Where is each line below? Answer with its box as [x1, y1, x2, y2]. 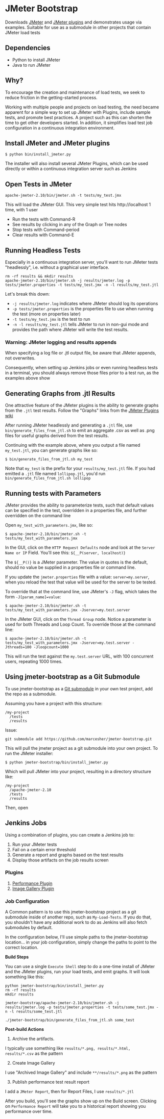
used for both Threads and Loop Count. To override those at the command [5, 621, 156, 627]
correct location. [5, 944, 39, 950]
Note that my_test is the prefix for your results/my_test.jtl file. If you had [5, 465, 156, 471]
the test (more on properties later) [12, 311, 81, 317]
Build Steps [5, 954, 29, 960]
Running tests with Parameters [5, 489, 101, 498]
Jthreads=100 [5, 644, 32, 650]
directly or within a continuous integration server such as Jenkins [5, 166, 137, 172]
